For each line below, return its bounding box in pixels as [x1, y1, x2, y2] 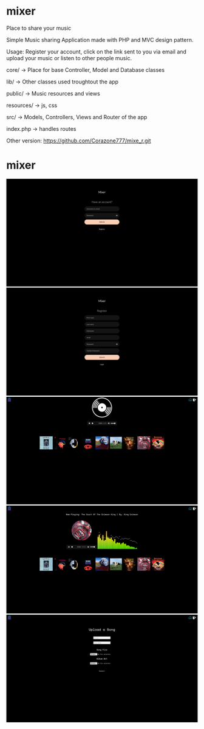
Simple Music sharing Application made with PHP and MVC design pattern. [6, 36, 194, 43]
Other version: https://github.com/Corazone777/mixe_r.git [6, 137, 151, 144]
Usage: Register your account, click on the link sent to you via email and [6, 47, 187, 55]
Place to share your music [6, 24, 72, 32]
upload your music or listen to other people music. [6, 54, 132, 61]
